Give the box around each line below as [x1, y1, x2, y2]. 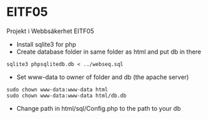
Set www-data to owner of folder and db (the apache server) [16, 73, 189, 81]
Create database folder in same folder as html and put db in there [16, 47, 202, 56]
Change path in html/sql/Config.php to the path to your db [16, 104, 181, 112]
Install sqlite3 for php [16, 40, 77, 48]
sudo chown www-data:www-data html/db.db [6, 92, 127, 99]
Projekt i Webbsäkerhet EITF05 [6, 27, 94, 35]
